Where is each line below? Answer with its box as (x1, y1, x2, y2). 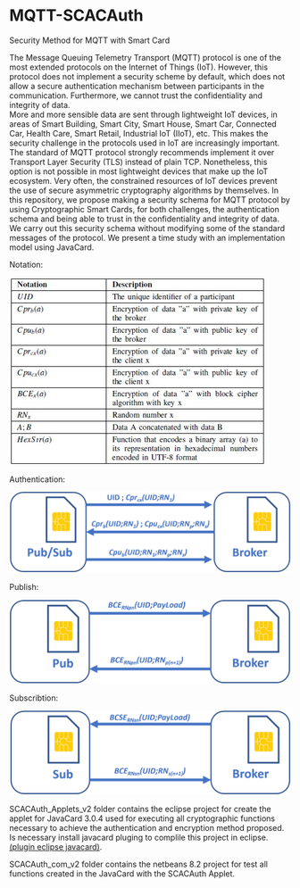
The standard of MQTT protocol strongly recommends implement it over (9, 146, 275, 157)
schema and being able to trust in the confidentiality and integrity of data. (9, 213, 279, 224)
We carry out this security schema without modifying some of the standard (9, 222, 286, 233)
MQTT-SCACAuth (9, 5, 145, 26)
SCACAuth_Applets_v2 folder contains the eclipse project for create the (9, 804, 271, 815)
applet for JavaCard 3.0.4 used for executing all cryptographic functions (9, 813, 275, 824)
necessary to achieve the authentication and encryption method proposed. (9, 823, 285, 834)
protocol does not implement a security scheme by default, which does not (9, 71, 286, 81)
